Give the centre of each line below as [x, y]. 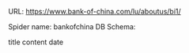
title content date [36, 42]
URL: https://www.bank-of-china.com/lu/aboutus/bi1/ [95, 11]
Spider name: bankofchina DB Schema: [72, 26]
